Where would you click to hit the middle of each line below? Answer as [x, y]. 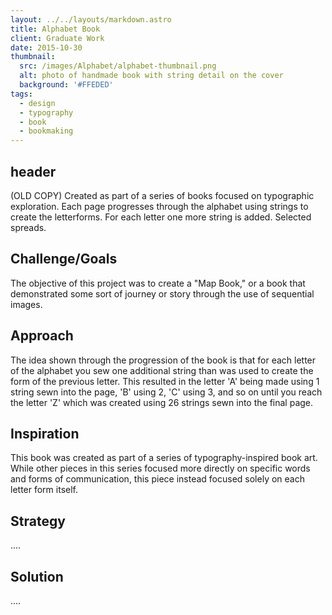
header [33, 171]
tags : [21, 94]
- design [37, 103]
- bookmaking [46, 131]
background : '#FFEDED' [66, 85]
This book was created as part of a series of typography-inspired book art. [164, 458]
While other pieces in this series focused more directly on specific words [160, 468]
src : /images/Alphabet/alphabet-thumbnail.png [118, 66]
